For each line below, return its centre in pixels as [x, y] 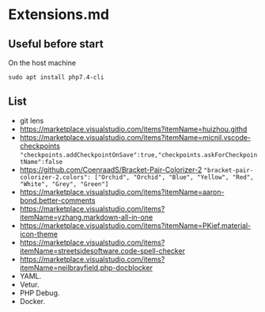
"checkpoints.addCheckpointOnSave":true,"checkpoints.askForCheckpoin [138, 155]
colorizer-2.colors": [55, 177]
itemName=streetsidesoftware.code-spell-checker [102, 250]
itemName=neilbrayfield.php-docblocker [86, 268]
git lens [32, 120]
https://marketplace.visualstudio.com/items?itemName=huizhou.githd [133, 129]
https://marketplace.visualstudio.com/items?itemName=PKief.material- [135, 225]
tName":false [41, 162]
